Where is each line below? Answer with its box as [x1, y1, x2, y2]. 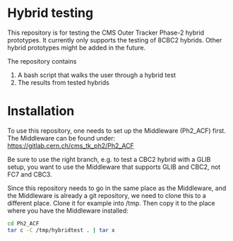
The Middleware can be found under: [7, 134, 116, 142]
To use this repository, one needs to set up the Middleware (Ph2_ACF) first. [7, 126, 226, 135]
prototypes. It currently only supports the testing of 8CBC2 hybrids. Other [7, 35, 222, 44]
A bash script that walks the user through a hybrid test [17, 71, 177, 79]
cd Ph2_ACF [7, 220, 40, 227]
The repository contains [7, 57, 77, 65]
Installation [7, 103, 75, 119]
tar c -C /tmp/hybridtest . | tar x [7, 226, 115, 234]
